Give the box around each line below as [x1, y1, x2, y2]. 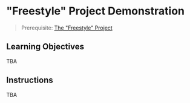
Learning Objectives [6, 42, 85, 52]
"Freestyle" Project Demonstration [6, 4, 185, 18]
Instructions [6, 75, 53, 86]
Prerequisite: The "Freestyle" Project [21, 24, 113, 31]
